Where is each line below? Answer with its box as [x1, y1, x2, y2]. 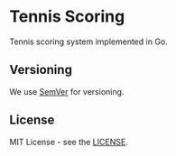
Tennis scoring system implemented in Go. [9, 36, 169, 47]
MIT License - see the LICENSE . [9, 136, 128, 147]
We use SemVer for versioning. [9, 86, 125, 96]
